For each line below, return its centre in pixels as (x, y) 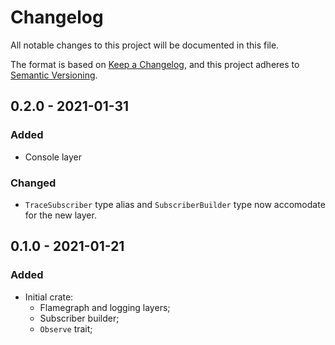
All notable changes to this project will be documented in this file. (145, 45)
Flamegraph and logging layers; (105, 307)
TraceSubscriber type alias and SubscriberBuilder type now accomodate (175, 204)
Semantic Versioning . (54, 75)
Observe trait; (66, 328)
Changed (33, 183)
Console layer (53, 157)
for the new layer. (60, 215)
